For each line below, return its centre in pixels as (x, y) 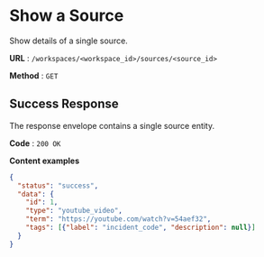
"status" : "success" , (58, 186)
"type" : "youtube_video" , (74, 211)
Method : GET (34, 75)
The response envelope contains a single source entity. (112, 125)
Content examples (45, 161)
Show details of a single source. (68, 41)
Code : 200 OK (35, 143)
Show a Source (67, 16)
